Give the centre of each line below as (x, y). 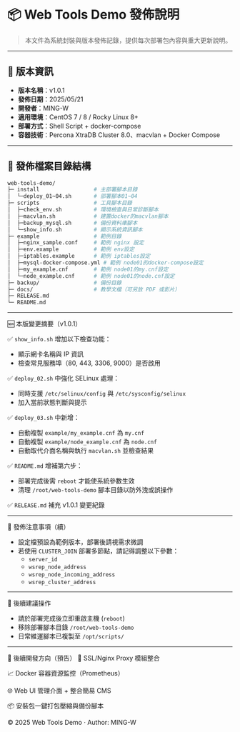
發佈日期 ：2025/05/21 (50, 99)
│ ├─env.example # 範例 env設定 (71, 250)
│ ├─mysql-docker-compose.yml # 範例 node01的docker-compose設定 (105, 263)
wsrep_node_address (57, 567)
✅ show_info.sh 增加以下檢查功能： (59, 339)
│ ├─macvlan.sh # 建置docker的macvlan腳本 (88, 216)
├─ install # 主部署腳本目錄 (72, 190)
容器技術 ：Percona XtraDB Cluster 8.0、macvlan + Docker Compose (119, 135)
